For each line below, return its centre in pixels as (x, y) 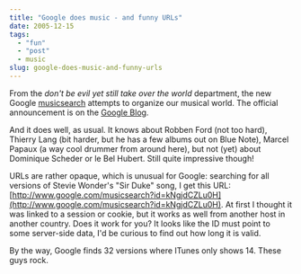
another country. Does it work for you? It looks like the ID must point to (140, 223)
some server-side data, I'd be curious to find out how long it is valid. (135, 233)
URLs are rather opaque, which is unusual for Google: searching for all (139, 175)
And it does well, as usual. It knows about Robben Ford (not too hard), (138, 129)
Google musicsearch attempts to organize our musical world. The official (144, 102)
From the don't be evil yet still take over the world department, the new (141, 93)
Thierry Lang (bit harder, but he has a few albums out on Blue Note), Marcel (149, 139)
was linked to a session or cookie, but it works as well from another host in (147, 214)
